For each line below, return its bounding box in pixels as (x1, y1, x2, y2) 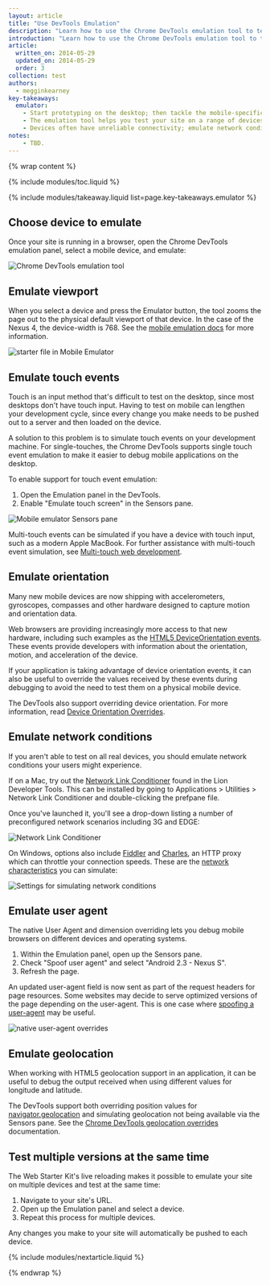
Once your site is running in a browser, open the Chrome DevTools (8, 237, 228, 246)
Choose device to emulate (8, 215, 142, 229)
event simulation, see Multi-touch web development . (8, 547, 182, 556)
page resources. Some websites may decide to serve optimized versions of (8, 991, 258, 1001)
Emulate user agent (8, 903, 108, 918)
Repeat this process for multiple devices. (19, 1213, 156, 1222)
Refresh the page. (19, 967, 80, 977)
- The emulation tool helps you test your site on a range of (22, 117, 235, 125)
